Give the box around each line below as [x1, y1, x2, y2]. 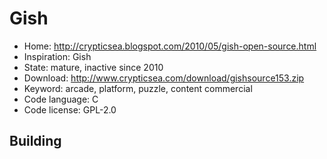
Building [9, 133, 62, 150]
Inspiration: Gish [23, 50, 92, 62]
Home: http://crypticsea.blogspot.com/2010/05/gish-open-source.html [23, 40, 317, 52]
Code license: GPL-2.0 [23, 103, 117, 116]
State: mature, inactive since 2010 [23, 61, 164, 73]
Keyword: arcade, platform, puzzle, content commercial [23, 82, 253, 94]
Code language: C [23, 93, 99, 105]
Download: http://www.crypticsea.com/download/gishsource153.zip [23, 72, 305, 84]
